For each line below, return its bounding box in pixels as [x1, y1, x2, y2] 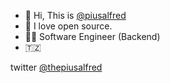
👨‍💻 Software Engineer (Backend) [24, 31, 161, 42]
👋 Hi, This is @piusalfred [24, 10, 127, 21]
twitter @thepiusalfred [10, 61, 103, 73]
